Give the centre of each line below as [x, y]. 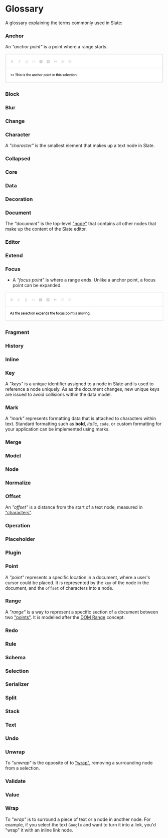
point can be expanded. [37, 286]
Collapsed [18, 159]
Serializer [17, 684]
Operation [18, 526]
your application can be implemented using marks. [57, 429]
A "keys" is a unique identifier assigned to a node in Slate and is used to [79, 384]
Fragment [17, 332]
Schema [16, 657]
